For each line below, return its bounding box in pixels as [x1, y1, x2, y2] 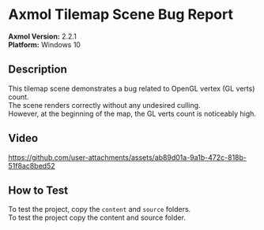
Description [8, 63, 67, 76]
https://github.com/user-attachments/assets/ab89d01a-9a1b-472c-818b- [8, 152, 247, 162]
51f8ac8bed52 [8, 161, 55, 170]
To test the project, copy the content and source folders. [8, 205, 191, 214]
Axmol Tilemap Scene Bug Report [8, 6, 233, 24]
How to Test [8, 184, 69, 197]
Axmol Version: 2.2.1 [8, 32, 77, 41]
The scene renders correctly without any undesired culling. [8, 100, 201, 109]
